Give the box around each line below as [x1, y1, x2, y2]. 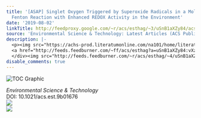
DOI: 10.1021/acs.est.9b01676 [6, 93, 78, 100]
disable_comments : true [6, 58, 66, 64]
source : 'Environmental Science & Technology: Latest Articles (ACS [6, 31, 181, 37]
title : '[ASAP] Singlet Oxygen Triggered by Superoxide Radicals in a [6, 8, 186, 15]
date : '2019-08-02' [6, 20, 55, 26]
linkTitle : [6, 25, 33, 32]
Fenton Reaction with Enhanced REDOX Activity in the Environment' [11, 14, 184, 20]
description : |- [6, 36, 47, 42]
